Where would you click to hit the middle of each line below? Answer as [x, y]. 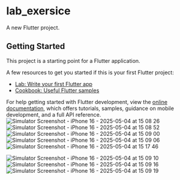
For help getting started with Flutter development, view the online [87, 102]
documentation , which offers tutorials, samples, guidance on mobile [90, 108]
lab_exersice [38, 11]
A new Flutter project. [33, 28]
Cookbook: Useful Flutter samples [57, 90]
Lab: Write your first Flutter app [54, 84]
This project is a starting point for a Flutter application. [73, 60]
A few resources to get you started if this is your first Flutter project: [90, 72]
